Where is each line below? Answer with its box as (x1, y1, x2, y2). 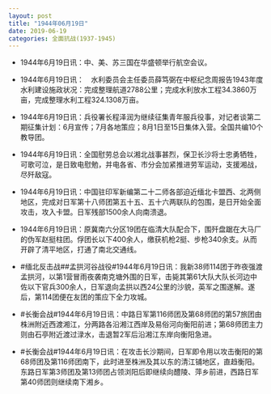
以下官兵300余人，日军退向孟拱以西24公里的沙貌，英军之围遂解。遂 (27, 282, 256, 292)
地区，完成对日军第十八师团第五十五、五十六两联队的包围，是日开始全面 (19, 197, 261, 207)
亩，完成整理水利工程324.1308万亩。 (19, 95, 143, 105)
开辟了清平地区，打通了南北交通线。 (19, 244, 142, 255)
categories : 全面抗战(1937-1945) (8, 34, 116, 43)
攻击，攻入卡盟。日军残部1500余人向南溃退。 (19, 207, 171, 217)
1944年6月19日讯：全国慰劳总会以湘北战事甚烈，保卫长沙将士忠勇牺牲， (19, 150, 261, 159)
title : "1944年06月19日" (8, 19, 89, 28)
